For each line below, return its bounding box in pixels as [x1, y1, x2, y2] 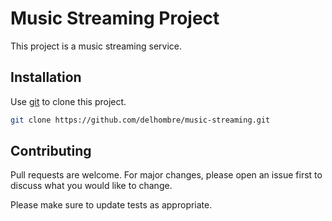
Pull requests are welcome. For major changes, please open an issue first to [10, 169, 323, 181]
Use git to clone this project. [10, 95, 127, 107]
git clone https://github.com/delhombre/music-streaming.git [10, 115, 271, 125]
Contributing [10, 143, 92, 160]
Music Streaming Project [10, 7, 220, 30]
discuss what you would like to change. [10, 180, 173, 192]
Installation [10, 69, 82, 86]
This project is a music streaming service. [10, 40, 182, 52]
